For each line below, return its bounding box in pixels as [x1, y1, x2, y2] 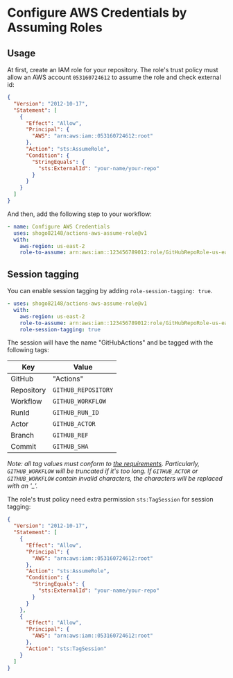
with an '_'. [7, 481, 38, 490]
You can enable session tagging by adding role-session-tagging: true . [7, 287, 213, 295]
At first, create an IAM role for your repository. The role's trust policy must [7, 66, 218, 74]
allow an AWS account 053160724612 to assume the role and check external [7, 73, 222, 81]
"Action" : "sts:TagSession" [25, 645, 107, 652]
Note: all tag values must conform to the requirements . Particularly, [7, 460, 200, 468]
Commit [10, 442, 37, 452]
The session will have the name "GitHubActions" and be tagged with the [7, 338, 214, 347]
